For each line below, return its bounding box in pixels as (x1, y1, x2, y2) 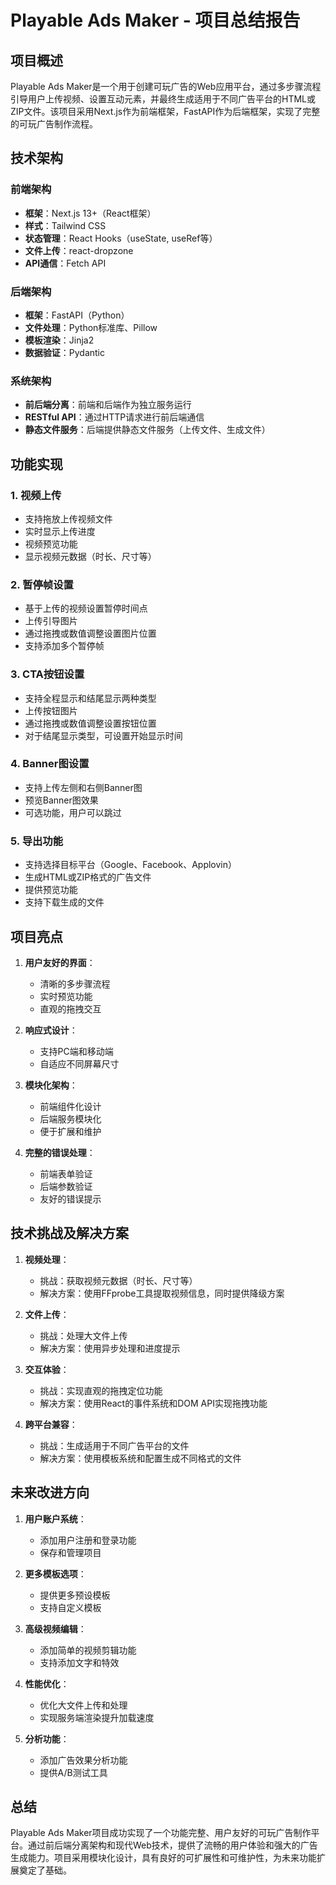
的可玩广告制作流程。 (10, 118, 98, 130)
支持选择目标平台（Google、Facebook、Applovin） (24, 859, 238, 871)
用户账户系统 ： (24, 1512, 87, 1525)
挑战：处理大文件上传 (39, 1329, 128, 1341)
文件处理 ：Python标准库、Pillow (24, 321, 158, 333)
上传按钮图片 (24, 704, 78, 716)
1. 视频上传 (10, 488, 62, 502)
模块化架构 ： (24, 1079, 78, 1091)
